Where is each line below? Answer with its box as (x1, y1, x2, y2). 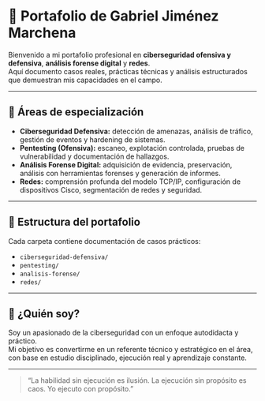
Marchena (8, 24, 77, 42)
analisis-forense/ (19, 270, 80, 278)
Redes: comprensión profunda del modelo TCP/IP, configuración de (19, 177, 241, 186)
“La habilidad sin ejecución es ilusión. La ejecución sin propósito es (27, 376, 247, 385)
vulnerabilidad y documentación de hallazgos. (19, 152, 170, 161)
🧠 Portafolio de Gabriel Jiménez (8, 7, 219, 25)
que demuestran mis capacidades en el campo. (8, 75, 163, 84)
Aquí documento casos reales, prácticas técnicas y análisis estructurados (8, 66, 248, 76)
